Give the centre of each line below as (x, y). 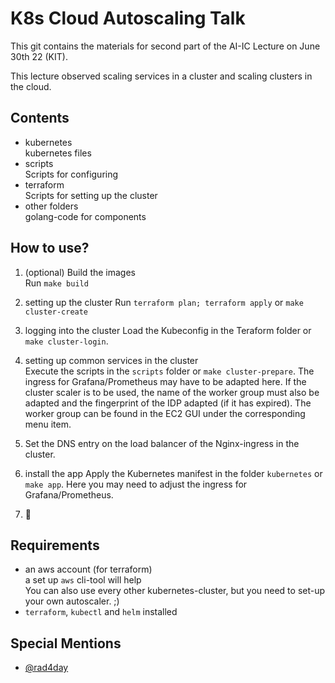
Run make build (56, 283)
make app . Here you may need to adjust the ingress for (136, 484)
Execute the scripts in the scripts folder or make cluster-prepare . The (169, 371)
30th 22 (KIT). (39, 56)
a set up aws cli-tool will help (83, 580)
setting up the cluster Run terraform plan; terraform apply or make (164, 302)
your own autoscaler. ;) (72, 601)
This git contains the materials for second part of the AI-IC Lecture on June (165, 46)
